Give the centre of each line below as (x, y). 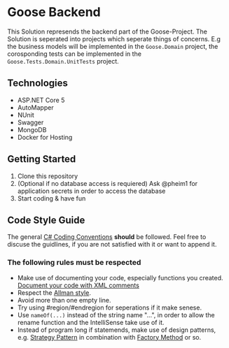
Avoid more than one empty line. (64, 300)
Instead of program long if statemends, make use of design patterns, (117, 330)
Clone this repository (48, 176)
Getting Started (42, 159)
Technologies (38, 84)
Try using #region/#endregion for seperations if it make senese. (109, 307)
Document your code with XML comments (78, 285)
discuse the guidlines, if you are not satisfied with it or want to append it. (112, 245)
